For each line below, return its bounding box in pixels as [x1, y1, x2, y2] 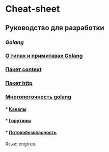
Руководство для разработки [5, 23, 104, 32]
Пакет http [5, 80, 33, 87]
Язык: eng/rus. [5, 141, 37, 147]
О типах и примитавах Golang [5, 52, 83, 59]
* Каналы [5, 106, 26, 112]
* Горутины [5, 118, 31, 124]
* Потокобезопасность [5, 129, 57, 135]
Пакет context [5, 66, 42, 73]
